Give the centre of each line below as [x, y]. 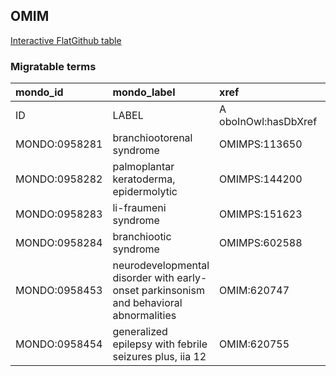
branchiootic [142, 237]
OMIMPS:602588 [261, 243]
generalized [140, 332]
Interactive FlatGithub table [66, 40]
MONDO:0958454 [59, 344]
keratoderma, [144, 179]
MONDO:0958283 [59, 214]
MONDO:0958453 [59, 291]
